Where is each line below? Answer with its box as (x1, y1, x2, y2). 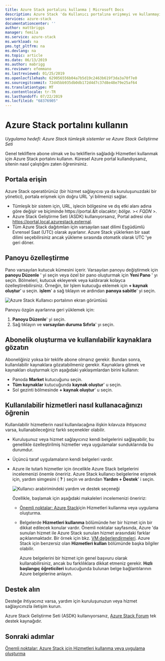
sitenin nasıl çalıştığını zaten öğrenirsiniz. (5, 161, 88, 167)
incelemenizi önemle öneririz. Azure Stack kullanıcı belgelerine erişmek (12, 471, 157, 477)
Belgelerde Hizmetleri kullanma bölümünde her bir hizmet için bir (19, 520, 153, 525)
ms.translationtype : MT (5, 84, 54, 90)
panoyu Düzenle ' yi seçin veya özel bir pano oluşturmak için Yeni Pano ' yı (5, 272, 158, 278)
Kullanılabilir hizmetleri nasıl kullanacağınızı (5, 401, 142, 409)
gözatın (5, 343, 29, 352)
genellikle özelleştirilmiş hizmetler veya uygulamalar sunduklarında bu (12, 441, 154, 447)
